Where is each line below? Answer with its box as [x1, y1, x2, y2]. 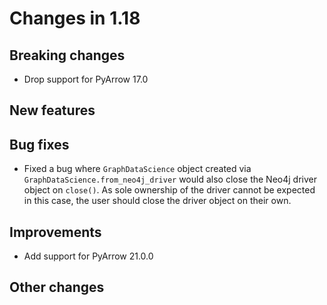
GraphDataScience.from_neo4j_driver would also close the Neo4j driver [23, 173, 317, 186]
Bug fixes [9, 136, 70, 153]
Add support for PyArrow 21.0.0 [23, 250, 154, 262]
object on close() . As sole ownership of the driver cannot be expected [23, 184, 316, 196]
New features [9, 102, 96, 119]
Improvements [9, 223, 102, 241]
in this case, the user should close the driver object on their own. [23, 195, 292, 207]
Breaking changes [9, 47, 126, 64]
